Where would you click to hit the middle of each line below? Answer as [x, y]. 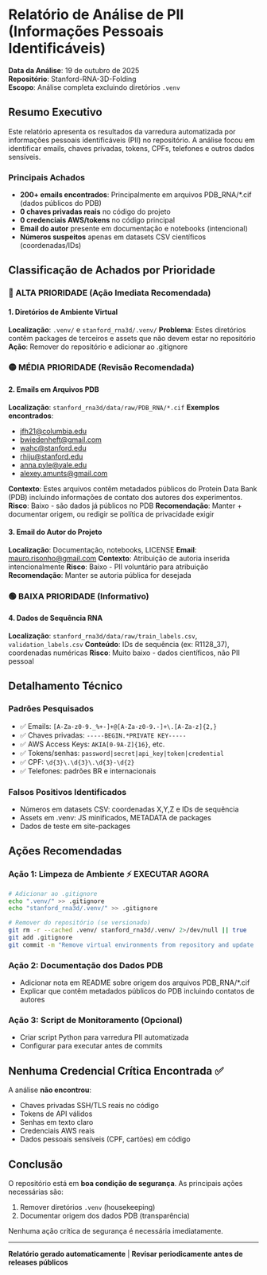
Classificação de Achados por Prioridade [112, 271]
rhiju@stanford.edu [51, 456]
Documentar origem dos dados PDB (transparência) [105, 1216]
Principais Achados [47, 177]
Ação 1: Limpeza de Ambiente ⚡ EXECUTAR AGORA [108, 874]
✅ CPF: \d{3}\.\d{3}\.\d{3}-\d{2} [77, 762]
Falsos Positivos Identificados [68, 792]
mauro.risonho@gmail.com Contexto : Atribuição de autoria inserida [119, 558]
